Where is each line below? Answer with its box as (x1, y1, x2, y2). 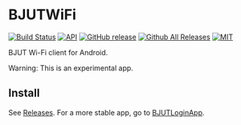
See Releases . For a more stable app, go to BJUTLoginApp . (8, 107, 205, 117)
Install (8, 87, 40, 100)
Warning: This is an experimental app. (8, 62, 134, 73)
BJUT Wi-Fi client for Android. (8, 47, 108, 57)
